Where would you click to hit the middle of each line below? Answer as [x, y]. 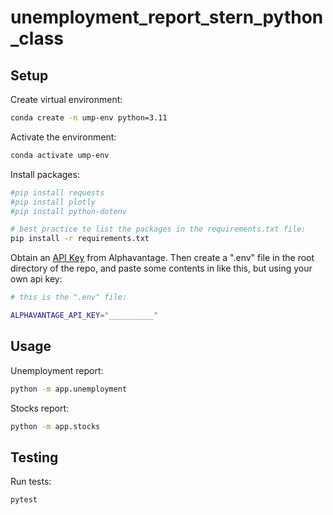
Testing [34, 457]
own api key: [36, 279]
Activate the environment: [63, 137]
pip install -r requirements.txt [80, 239]
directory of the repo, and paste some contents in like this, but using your [161, 268]
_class [37, 38]
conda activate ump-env [60, 155]
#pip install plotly [53, 202]
